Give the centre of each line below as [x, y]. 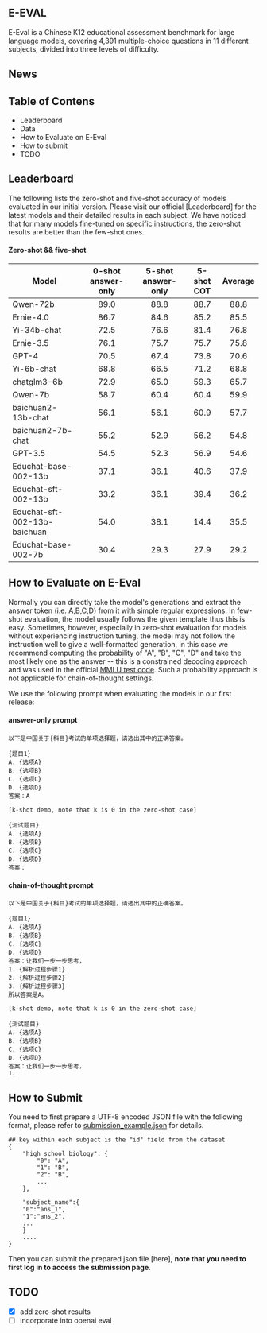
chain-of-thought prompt [51, 885]
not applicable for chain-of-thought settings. [81, 678]
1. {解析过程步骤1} [37, 970]
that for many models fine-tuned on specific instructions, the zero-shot [124, 223]
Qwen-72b [33, 304]
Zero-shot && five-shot [47, 250]
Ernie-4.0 [31, 317]
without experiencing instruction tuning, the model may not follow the [122, 636]
